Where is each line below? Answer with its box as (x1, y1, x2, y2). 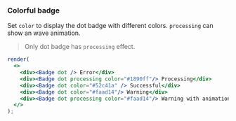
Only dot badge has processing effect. (24, 43, 136, 51)
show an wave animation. (7, 29, 81, 37)
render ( (7, 56, 30, 63)
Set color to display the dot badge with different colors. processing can (7, 22, 214, 30)
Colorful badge (7, 6, 60, 15)
